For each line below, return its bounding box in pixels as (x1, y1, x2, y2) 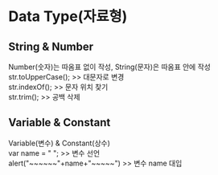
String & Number (8, 39, 94, 53)
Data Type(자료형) (8, 7, 128, 26)
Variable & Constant (8, 116, 111, 129)
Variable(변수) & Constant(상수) (8, 138, 111, 148)
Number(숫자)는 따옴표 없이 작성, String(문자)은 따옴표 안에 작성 (8, 62, 211, 71)
